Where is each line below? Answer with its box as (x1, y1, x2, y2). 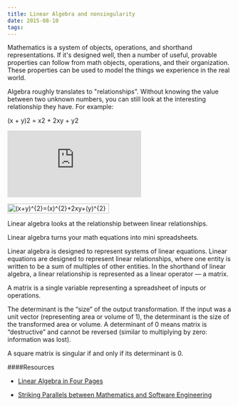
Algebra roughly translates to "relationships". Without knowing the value (7, 87, 219, 96)
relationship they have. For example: (7, 103, 114, 111)
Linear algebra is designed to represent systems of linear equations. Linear (7, 247, 228, 255)
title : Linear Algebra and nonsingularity (7, 10, 135, 18)
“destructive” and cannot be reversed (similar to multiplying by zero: (7, 328, 208, 336)
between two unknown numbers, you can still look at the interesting (7, 95, 207, 103)
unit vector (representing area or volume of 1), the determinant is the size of (7, 313, 229, 321)
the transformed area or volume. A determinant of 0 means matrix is (7, 320, 207, 329)
